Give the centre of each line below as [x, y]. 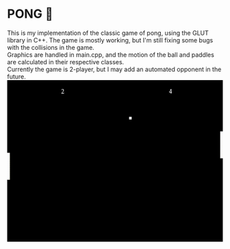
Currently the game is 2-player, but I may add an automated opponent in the [114, 69]
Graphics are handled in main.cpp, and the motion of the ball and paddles [111, 55]
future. [16, 76]
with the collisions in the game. [51, 47]
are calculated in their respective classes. [66, 62]
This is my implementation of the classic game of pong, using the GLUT [108, 33]
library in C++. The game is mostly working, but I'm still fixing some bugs [110, 40]
